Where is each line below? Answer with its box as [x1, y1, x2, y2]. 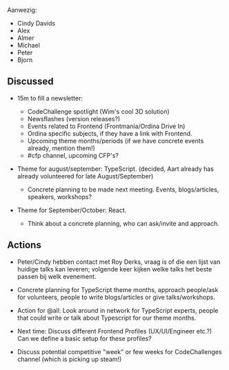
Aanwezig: [7, 6, 37, 14]
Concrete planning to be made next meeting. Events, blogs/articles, [27, 185, 219, 194]
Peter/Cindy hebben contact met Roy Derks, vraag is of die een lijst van [17, 258, 221, 266]
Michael [17, 41, 40, 49]
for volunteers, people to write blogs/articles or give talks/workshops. [17, 293, 215, 301]
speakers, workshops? [27, 192, 92, 201]
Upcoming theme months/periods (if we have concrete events [27, 136, 204, 145]
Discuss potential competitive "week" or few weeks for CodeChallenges [17, 347, 222, 356]
